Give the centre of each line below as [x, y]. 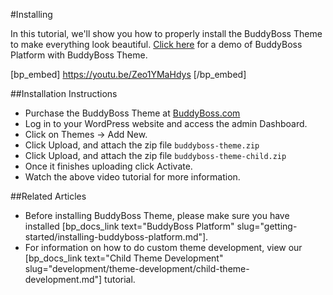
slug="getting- [267, 226]
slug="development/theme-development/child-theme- [137, 268]
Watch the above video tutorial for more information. [132, 177]
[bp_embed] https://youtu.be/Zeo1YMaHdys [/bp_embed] [128, 74]
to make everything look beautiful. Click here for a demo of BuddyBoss [156, 44]
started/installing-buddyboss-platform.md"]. [116, 237]
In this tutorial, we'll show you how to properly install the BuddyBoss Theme [166, 33]
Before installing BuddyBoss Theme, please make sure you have [157, 215]
